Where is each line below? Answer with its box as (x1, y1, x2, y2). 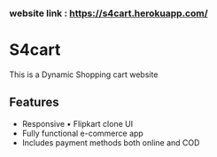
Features (9, 95, 59, 110)
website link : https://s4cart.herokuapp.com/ (9, 7, 208, 20)
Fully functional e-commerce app (21, 128, 143, 138)
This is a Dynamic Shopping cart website (9, 69, 159, 80)
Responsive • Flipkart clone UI (21, 118, 134, 129)
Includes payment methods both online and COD (21, 137, 200, 148)
